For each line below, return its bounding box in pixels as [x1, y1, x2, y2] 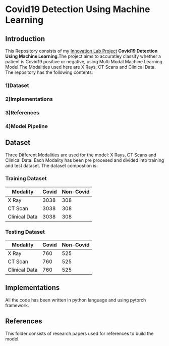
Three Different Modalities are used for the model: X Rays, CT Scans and [5, 152, 156, 158]
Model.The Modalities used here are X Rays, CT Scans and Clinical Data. [5, 64, 156, 70]
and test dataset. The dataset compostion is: [5, 162, 98, 168]
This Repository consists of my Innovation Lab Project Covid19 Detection [5, 48, 158, 54]
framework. [5, 302, 29, 308]
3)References [5, 109, 39, 116]
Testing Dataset [5, 228, 45, 235]
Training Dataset [5, 175, 47, 182]
